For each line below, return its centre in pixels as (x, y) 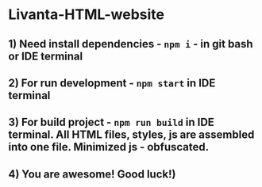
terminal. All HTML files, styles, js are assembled (131, 135)
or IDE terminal (46, 56)
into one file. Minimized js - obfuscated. (109, 147)
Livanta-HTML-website (87, 15)
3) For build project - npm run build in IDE (111, 122)
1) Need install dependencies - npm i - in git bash (131, 44)
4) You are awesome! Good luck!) (92, 174)
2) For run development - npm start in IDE (112, 83)
